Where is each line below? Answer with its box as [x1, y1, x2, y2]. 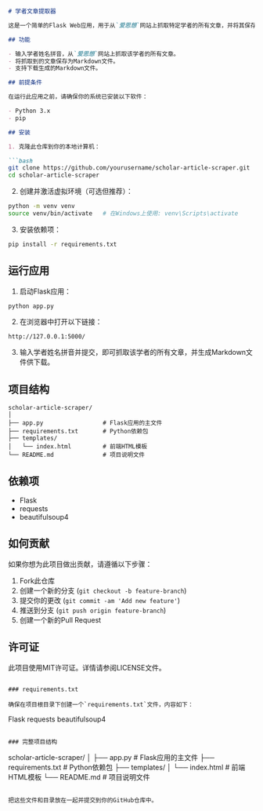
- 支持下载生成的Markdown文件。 [8, 64, 102, 72]
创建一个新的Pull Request [19, 615, 102, 624]
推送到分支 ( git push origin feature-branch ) [19, 605, 167, 615]
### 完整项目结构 [8, 738, 57, 746]
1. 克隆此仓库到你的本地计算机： [8, 142, 100, 151]
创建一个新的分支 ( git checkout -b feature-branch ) [19, 586, 187, 595]
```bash [8, 157, 34, 165]
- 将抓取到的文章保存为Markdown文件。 [8, 57, 120, 65]
